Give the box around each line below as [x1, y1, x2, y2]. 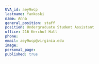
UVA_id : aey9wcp [5, 7, 38, 12]
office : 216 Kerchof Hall [5, 29, 57, 34]
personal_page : [5, 47, 36, 52]
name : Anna [5, 16, 27, 21]
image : [5, 43, 18, 48]
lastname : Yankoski [5, 12, 45, 16]
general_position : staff [5, 20, 55, 26]
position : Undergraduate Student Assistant [5, 25, 95, 30]
